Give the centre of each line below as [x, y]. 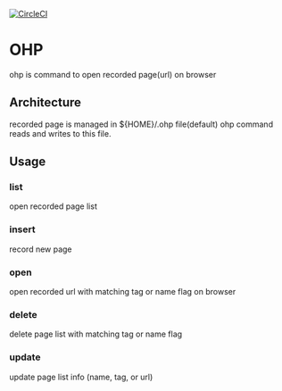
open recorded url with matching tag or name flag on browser [123, 292]
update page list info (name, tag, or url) [81, 377]
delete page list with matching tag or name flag [96, 334]
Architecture [46, 103]
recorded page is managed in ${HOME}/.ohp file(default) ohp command [141, 124]
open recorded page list [54, 206]
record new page [41, 249]
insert [22, 229]
